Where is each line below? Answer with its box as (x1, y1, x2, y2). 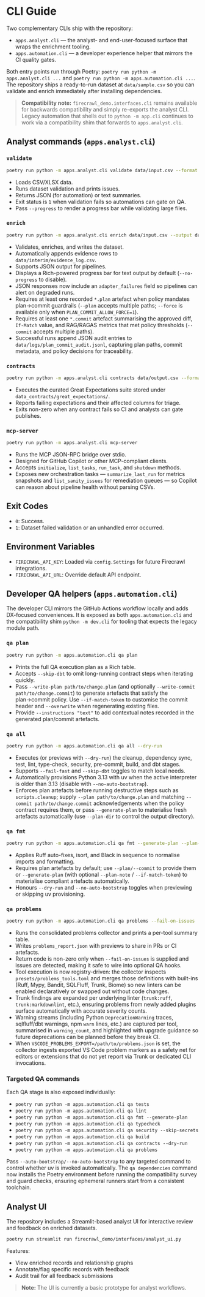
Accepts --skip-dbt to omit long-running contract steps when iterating (15, 670, 193, 677)
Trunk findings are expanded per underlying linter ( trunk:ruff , (15, 994, 173, 1002)
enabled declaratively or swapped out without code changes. (15, 988, 170, 995)
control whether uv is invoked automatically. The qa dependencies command (6, 1164, 197, 1171)
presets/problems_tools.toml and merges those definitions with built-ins (15, 975, 198, 982)
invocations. (15, 1059, 46, 1067)
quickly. (15, 676, 35, 684)
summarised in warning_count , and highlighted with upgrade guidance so (15, 1027, 199, 1034)
